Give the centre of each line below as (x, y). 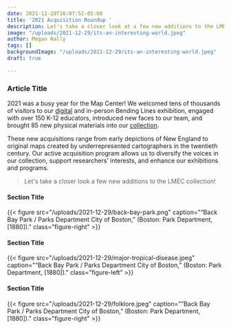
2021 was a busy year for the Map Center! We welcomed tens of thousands (114, 103)
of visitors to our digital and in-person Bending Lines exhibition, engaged (110, 111)
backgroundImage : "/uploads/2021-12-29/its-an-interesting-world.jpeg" (112, 52)
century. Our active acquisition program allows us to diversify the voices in (113, 153)
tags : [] (20, 45)
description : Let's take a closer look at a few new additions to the (110, 26)
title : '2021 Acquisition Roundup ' (59, 20)
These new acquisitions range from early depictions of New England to (108, 139)
